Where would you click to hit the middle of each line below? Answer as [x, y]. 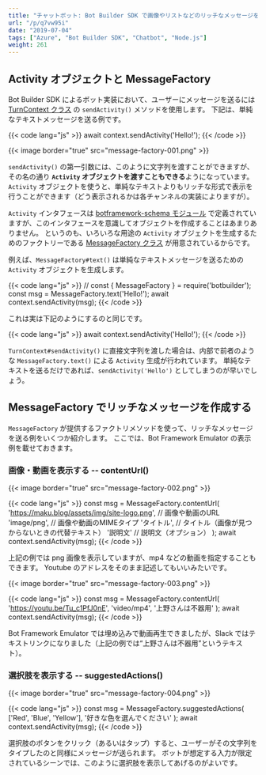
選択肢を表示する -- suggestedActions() [86, 675]
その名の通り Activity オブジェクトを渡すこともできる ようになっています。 [131, 176]
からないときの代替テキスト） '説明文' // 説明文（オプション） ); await [122, 533]
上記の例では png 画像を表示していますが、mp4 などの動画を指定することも [132, 558]
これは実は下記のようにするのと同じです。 [77, 318]
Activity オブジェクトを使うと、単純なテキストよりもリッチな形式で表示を [131, 186]
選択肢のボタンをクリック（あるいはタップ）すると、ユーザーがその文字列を [133, 743]
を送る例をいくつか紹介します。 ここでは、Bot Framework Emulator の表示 [130, 438]
